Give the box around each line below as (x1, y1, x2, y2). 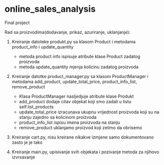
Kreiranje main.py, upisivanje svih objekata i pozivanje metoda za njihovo (11, 149, 160, 155)
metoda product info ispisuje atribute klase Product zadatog (19, 53, 140, 59)
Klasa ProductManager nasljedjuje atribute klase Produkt (19, 93, 134, 99)
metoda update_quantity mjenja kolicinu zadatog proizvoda (19, 64, 138, 70)
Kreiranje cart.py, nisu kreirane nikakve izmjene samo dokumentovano (11, 134, 154, 140)
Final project (4, 20, 30, 26)
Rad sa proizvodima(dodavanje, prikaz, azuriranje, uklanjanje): (4, 29, 131, 35)
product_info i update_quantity (11, 44, 74, 50)
